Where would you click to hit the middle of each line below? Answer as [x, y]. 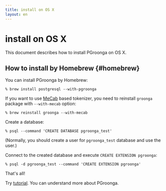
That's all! [15, 174]
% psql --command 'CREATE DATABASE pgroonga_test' [59, 131]
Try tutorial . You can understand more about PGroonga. [62, 183]
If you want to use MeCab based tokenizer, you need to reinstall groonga [79, 98]
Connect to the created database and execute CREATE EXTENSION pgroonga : [81, 155]
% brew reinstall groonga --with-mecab [46, 113]
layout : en [16, 14]
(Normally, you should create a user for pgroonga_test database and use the [83, 140]
